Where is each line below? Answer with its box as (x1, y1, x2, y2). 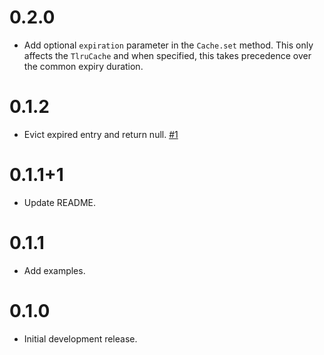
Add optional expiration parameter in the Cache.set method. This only (23, 39, 314, 51)
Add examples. (23, 264, 86, 276)
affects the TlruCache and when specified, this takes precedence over (23, 49, 312, 61)
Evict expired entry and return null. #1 (23, 128, 179, 140)
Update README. (23, 196, 97, 208)
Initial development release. (23, 332, 138, 345)
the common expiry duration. (23, 60, 144, 72)
